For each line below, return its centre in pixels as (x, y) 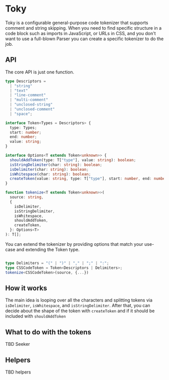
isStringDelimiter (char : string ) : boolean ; (56, 165)
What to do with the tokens (48, 332)
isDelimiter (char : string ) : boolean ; (49, 169)
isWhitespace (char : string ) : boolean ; (51, 174)
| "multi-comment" (29, 100)
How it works (26, 288)
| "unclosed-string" (31, 105)
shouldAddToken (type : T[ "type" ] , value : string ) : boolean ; (73, 160)
